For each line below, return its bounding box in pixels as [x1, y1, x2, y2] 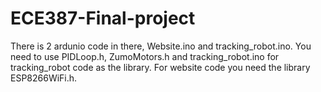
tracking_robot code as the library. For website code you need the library [10, 61, 311, 73]
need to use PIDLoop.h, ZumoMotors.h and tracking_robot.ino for [10, 50, 280, 62]
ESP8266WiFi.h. [10, 72, 78, 84]
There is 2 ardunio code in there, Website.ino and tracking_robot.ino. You [10, 40, 312, 52]
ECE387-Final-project [10, 7, 196, 30]
